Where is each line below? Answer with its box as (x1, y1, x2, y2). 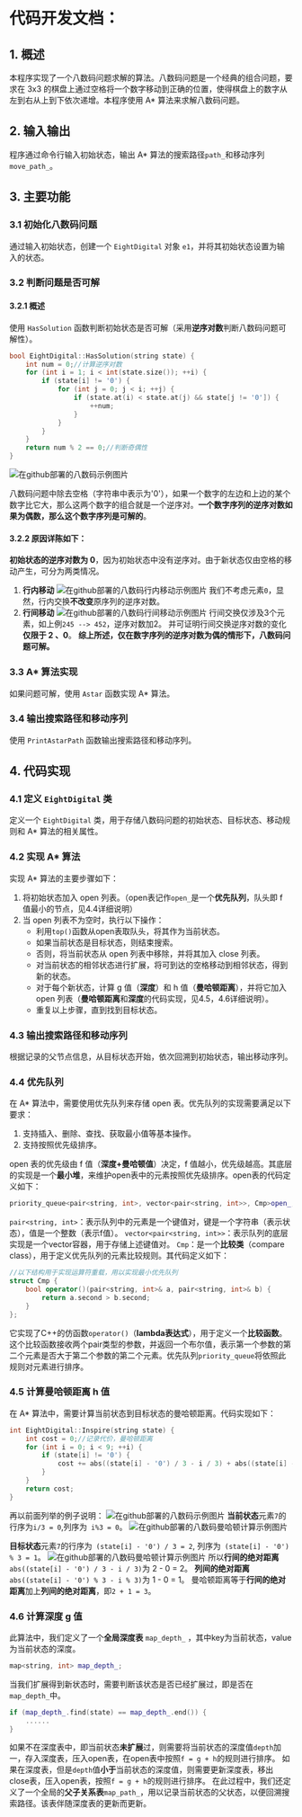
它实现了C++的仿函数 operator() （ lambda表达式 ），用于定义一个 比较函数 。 (9, 1327, 288, 1338)
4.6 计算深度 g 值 (9, 1610, 83, 1623)
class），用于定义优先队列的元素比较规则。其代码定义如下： (9, 1251, 230, 1261)
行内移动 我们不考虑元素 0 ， (22, 585, 277, 596)
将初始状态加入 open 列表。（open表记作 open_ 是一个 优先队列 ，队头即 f (22, 892, 283, 903)
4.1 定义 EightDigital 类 (9, 793, 112, 806)
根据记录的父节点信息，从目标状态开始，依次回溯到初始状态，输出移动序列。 (9, 1051, 293, 1062)
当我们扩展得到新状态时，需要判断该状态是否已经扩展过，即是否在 (9, 1679, 253, 1689)
